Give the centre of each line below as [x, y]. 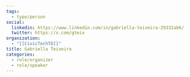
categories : [20, 54]
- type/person [28, 17]
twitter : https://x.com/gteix [48, 33]
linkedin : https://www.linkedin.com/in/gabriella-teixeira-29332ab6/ [98, 27]
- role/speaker [30, 65]
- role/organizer [32, 60]
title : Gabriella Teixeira [39, 49]
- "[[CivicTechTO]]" [36, 44]
